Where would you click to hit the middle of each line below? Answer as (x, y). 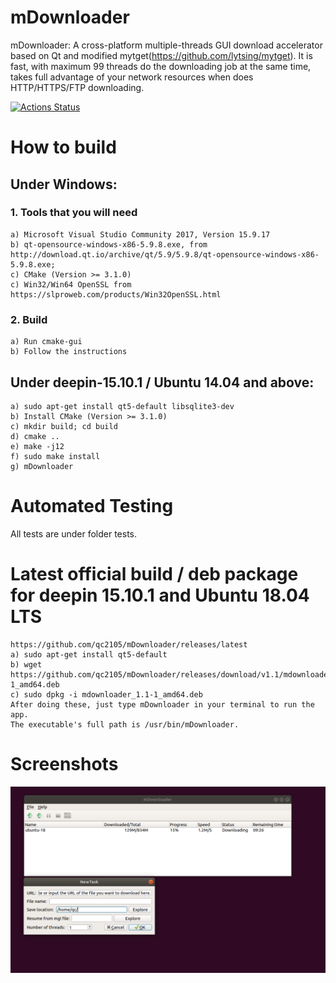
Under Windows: (64, 184)
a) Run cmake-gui (46, 342)
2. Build (29, 319)
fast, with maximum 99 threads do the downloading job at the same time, (161, 66)
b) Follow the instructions (69, 352)
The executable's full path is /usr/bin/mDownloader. (125, 724)
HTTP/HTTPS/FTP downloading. (77, 87)
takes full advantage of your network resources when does (132, 77)
